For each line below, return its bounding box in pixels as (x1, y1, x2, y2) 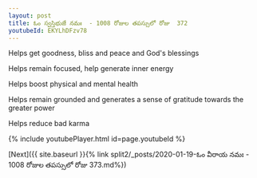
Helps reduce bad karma (8, 119, 90, 129)
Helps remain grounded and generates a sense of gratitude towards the (8, 95, 244, 105)
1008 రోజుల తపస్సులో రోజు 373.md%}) (8, 160, 127, 170)
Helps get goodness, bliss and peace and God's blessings (8, 49, 200, 58)
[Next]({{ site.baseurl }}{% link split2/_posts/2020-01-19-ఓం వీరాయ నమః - (8, 149, 250, 160)
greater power (8, 103, 55, 113)
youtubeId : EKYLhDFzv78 (8, 26, 88, 34)
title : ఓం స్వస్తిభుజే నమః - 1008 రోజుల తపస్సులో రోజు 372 (8, 19, 188, 27)
